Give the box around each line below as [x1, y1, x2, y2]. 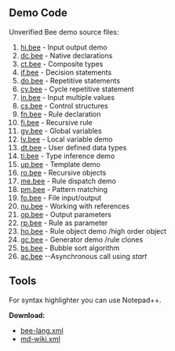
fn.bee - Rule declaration [20, 109, 101, 119]
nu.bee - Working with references [20, 201, 130, 211]
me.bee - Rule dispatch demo [20, 176, 117, 186]
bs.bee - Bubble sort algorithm [20, 243, 120, 253]
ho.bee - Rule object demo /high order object [20, 226, 167, 235]
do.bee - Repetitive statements [20, 76, 121, 85]
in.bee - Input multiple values [20, 92, 115, 102]
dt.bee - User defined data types [20, 142, 127, 152]
